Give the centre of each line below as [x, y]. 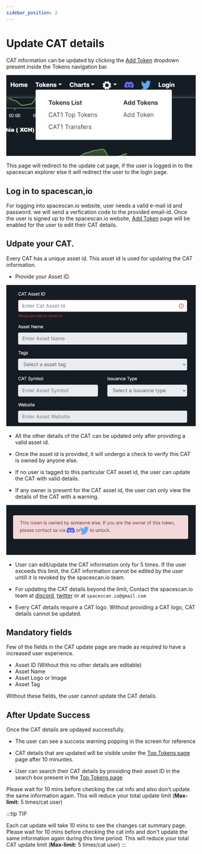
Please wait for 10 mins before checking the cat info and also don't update [98, 789]
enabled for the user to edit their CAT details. [62, 225]
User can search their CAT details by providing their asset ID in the [97, 771]
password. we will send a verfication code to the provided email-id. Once [97, 212]
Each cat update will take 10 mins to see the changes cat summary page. [96, 826]
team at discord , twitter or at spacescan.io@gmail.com [80, 596]
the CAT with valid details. [47, 479]
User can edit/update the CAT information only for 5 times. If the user [101, 564]
